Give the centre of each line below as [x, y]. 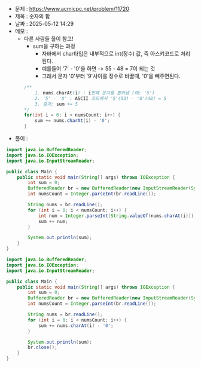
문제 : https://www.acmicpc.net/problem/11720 [72, 9]
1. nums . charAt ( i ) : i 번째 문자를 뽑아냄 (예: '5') [95, 93]
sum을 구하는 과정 [54, 46]
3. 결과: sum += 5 [57, 104]
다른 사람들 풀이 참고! [48, 39]
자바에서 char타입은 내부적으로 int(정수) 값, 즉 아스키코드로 [110, 53]
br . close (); [43, 348]
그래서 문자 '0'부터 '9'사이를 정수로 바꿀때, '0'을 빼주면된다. [111, 76]
